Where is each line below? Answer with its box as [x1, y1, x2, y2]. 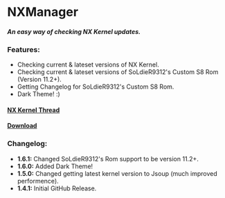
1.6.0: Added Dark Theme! [17, 162, 93, 170]
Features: [7, 44, 40, 54]
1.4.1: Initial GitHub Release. [17, 184, 97, 192]
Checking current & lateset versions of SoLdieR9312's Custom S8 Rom [17, 68, 219, 76]
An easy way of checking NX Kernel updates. [7, 27, 141, 35]
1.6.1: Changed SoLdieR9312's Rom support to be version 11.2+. [17, 154, 199, 163]
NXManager [7, 4, 78, 20]
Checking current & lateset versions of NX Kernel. [17, 60, 159, 69]
